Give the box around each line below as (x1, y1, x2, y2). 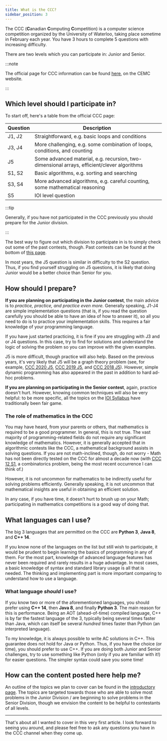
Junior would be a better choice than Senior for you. (5, 270, 112, 276)
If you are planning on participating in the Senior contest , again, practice (5, 384, 157, 390)
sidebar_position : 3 (5, 12, 48, 17)
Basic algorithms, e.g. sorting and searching (34, 170, 138, 177)
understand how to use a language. (5, 575, 78, 582)
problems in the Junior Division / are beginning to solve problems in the (5, 695, 152, 701)
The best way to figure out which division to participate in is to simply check (5, 239, 161, 245)
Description (83, 125, 111, 132)
